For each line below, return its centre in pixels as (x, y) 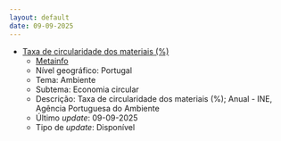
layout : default (39, 17)
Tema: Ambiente (66, 79)
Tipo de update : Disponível (85, 127)
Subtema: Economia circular (87, 89)
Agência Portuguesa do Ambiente (98, 108)
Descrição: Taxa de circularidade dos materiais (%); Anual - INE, (154, 98)
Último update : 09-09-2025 (87, 118)
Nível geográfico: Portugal (83, 70)
